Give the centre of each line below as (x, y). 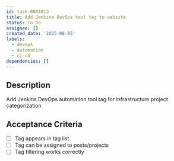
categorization (24, 106)
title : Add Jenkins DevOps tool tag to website (66, 17)
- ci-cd (21, 56)
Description (28, 85)
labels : (16, 39)
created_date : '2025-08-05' (41, 34)
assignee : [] (22, 28)
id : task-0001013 (28, 12)
